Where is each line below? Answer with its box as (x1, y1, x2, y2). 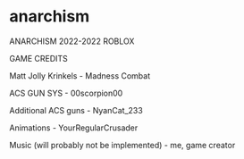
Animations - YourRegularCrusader (9, 122, 139, 133)
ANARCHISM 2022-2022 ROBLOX (9, 36, 135, 46)
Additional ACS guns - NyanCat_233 (9, 105, 143, 115)
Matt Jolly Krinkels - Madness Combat (9, 70, 151, 81)
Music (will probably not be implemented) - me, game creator (9, 139, 236, 150)
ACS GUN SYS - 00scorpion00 (9, 88, 123, 98)
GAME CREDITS (9, 53, 69, 63)
